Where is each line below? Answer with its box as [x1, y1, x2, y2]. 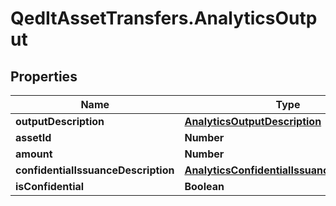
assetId [15, 131, 52, 144]
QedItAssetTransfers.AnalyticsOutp [10, 7, 318, 30]
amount [15, 147, 53, 161]
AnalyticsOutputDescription [184, 115, 322, 128]
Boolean [184, 180, 225, 193]
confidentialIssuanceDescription [15, 163, 175, 177]
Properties [10, 68, 78, 85]
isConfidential [15, 180, 85, 193]
